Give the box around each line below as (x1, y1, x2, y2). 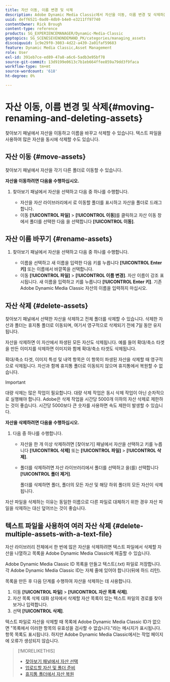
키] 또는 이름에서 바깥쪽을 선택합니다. (20, 266, 94, 272)
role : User (5, 50, 28, 55)
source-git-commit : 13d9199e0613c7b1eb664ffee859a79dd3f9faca (5, 59, 139, 64)
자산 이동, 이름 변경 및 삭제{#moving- (5, 101, 155, 113)
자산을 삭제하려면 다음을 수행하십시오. (5, 420, 79, 426)
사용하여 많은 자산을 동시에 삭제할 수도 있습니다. (5, 136, 100, 142)
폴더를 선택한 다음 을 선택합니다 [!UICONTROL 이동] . (29, 218, 135, 224)
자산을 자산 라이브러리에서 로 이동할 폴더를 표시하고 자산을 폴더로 (20, 199, 149, 206)
